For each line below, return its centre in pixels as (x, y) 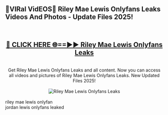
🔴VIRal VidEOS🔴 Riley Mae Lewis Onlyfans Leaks (83, 9)
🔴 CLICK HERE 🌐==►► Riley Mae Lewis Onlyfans (84, 45)
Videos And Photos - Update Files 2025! (69, 17)
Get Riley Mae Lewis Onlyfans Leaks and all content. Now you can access (84, 70)
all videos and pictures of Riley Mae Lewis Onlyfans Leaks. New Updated (84, 75)
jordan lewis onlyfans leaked (35, 107)
